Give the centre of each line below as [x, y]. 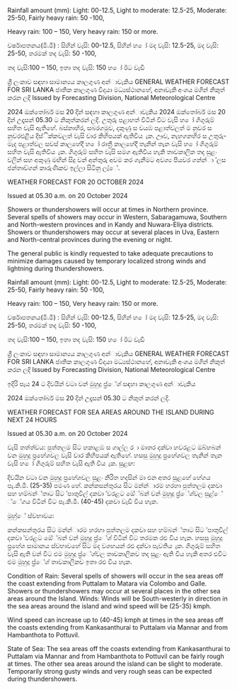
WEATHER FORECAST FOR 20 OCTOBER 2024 [76, 182]
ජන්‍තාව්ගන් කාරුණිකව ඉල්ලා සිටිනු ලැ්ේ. [64, 168]
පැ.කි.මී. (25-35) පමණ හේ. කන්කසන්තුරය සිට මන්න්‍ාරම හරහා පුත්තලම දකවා [115, 485]
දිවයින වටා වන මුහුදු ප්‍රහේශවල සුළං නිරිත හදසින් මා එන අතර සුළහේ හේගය [109, 477]
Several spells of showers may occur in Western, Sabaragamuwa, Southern [117, 217]
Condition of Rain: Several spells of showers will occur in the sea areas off [116, 576]
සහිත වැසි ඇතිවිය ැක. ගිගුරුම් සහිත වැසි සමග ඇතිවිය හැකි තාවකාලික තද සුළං [112, 152]
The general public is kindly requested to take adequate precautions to [110, 253]
